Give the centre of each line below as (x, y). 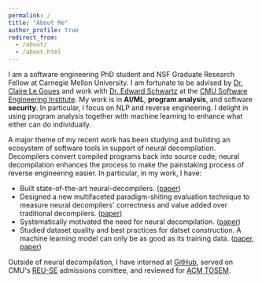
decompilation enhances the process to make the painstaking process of (126, 165)
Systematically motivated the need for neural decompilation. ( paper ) (130, 222)
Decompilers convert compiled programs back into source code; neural (124, 156)
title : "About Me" (38, 23)
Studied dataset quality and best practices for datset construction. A (130, 230)
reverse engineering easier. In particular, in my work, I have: (105, 173)
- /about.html (38, 52)
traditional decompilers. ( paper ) (71, 213)
